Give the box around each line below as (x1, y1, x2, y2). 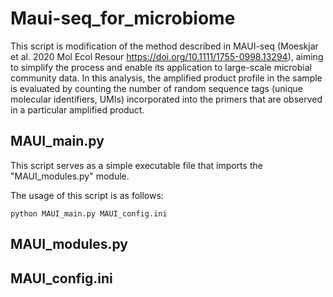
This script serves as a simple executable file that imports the (10, 159, 263, 171)
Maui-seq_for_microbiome (10, 7, 236, 30)
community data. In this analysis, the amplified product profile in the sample (10, 72, 323, 84)
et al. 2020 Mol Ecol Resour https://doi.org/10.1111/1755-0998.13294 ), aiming (10, 50, 324, 62)
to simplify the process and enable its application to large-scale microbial (10, 61, 312, 73)
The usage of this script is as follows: (10, 189, 164, 201)
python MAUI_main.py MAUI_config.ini (10, 208, 168, 219)
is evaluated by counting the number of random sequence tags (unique (10, 82, 303, 94)
